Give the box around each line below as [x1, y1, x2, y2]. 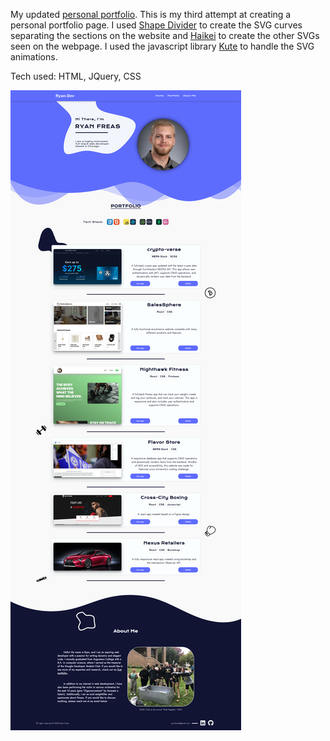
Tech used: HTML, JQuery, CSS [10, 70, 142, 82]
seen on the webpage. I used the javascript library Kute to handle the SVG [10, 40, 315, 52]
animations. [10, 51, 58, 63]
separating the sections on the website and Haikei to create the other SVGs [10, 30, 320, 41]
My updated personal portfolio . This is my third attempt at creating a [10, 9, 292, 20]
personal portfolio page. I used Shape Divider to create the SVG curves [10, 19, 303, 31]
